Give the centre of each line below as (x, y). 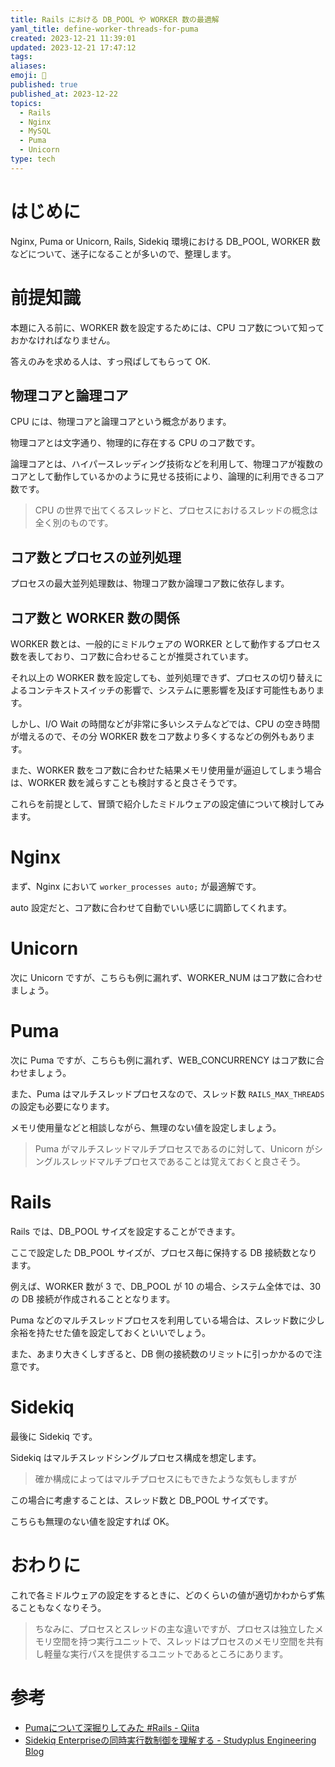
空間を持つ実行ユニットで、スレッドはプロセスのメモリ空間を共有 (188, 1641)
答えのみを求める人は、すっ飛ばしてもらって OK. (110, 361)
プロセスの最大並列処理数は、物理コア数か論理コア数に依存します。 (150, 583)
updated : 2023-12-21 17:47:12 (73, 47)
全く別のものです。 (74, 523)
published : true (44, 85)
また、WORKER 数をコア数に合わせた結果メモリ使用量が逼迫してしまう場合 (166, 770)
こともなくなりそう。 (62, 1607)
